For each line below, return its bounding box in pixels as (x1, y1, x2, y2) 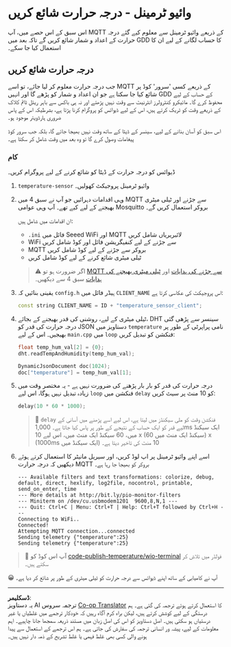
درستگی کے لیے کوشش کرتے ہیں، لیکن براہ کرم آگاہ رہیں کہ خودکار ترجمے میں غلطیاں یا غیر (8, 608, 208, 617)
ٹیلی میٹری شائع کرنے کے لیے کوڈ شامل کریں (27, 253, 142, 262)
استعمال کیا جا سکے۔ (8, 43, 61, 52)
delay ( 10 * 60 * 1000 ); (17, 403, 86, 410)
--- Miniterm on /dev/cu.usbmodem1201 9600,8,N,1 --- (17, 498, 178, 505)
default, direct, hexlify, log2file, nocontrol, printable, (17, 480, 193, 487)
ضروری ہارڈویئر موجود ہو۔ (8, 113, 62, 121)
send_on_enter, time (17, 486, 77, 493)
